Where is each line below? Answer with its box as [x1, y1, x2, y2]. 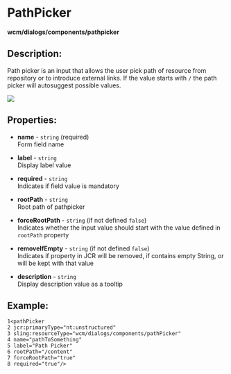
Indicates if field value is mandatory [17, 182, 120, 190]
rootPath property [17, 230, 69, 239]
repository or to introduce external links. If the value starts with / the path [7, 74, 217, 82]
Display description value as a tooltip [17, 280, 123, 288]
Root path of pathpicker [17, 203, 85, 211]
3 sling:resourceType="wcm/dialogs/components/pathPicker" [7, 330, 182, 337]
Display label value [17, 161, 71, 169]
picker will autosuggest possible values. [7, 81, 121, 90]
